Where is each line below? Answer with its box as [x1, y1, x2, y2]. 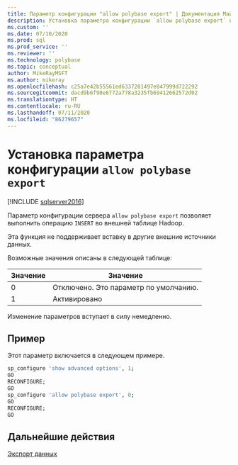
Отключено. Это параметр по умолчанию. [52, 282, 199, 292]
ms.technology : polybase [7, 57, 81, 64]
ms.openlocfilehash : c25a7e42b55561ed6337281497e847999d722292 [7, 83, 198, 90]
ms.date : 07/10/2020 [7, 30, 69, 38]
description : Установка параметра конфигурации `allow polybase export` [7, 17, 227, 24]
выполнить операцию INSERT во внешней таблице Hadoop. [7, 218, 184, 227]
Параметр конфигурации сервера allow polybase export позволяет [7, 211, 212, 220]
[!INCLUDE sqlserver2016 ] [7, 197, 84, 206]
